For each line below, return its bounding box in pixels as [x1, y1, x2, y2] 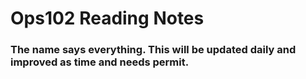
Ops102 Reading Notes [10, 7, 205, 30]
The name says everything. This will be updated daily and [10, 43, 297, 57]
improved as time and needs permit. [10, 55, 190, 69]
